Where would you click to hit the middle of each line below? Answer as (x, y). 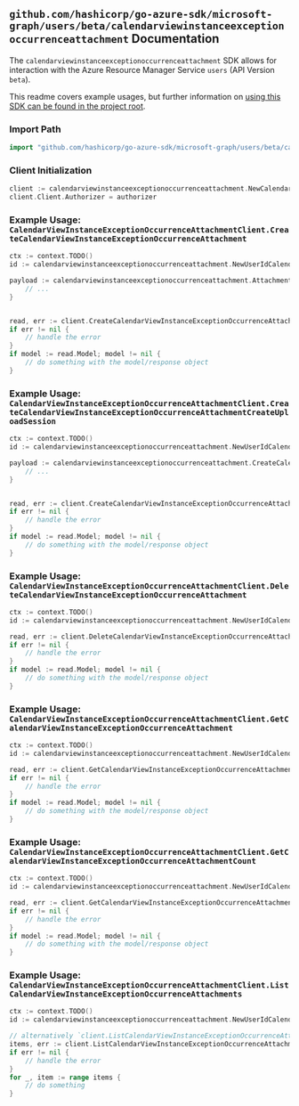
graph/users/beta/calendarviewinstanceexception (147, 26)
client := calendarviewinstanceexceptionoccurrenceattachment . (129, 189)
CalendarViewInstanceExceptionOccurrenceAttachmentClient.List (149, 985)
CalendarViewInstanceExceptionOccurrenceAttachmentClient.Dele (149, 586)
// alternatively (41, 1036)
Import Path (35, 129)
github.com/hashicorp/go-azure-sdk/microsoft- (141, 15)
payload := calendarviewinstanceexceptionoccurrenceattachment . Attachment (151, 281)
